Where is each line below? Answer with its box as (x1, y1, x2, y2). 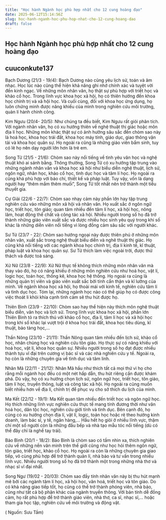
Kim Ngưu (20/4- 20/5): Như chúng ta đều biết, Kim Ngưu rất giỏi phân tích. (5, 119, 160, 125)
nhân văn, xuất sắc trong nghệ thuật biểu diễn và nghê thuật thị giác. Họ (5, 237, 152, 243)
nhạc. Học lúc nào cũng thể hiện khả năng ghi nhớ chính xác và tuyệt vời (5, 82, 153, 88)
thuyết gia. (5, 186, 27, 192)
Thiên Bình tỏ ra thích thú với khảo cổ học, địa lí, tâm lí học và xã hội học (5, 314, 153, 320)
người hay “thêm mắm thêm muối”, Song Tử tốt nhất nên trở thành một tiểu (5, 181, 157, 187)
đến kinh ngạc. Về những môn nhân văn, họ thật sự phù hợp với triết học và (5, 88, 159, 94)
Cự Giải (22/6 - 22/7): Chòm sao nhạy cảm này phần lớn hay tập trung (5, 196, 148, 202)
